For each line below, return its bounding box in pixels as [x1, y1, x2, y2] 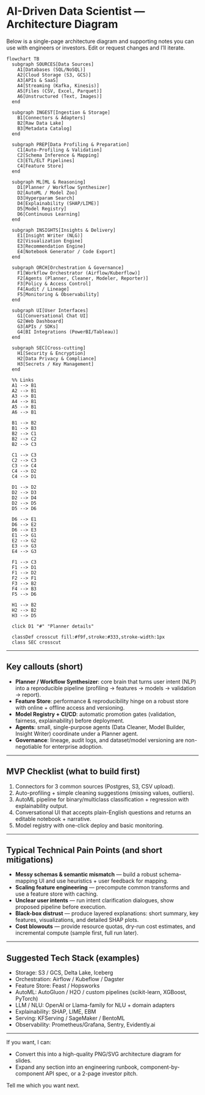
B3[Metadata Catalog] [17, 125, 72, 132]
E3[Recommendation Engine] [17, 243, 86, 249]
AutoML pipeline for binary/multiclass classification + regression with [15, 795, 189, 803]
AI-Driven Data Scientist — [6, 4, 145, 18]
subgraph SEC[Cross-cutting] [12, 344, 86, 351]
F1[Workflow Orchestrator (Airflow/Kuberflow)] [17, 270, 140, 276]
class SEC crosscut [12, 639, 62, 645]
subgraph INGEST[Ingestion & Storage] [12, 109, 111, 116]
